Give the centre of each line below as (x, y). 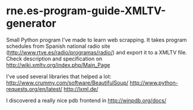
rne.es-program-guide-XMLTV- (86, 11)
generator (31, 23)
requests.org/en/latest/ (34, 89)
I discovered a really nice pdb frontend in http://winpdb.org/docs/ (86, 100)
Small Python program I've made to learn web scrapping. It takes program (96, 40)
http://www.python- (154, 82)
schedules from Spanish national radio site (58, 46)
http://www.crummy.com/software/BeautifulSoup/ (67, 82)
